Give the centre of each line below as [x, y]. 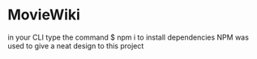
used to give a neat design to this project [76, 45]
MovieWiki [44, 15]
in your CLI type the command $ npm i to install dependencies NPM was [128, 37]
